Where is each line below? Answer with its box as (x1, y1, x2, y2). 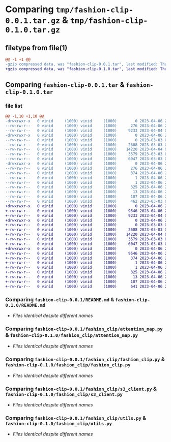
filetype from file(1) (5, 43, 68, 52)
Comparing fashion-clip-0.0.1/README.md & (5, 296, 115, 303)
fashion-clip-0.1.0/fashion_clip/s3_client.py (5, 391, 123, 397)
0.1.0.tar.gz (5, 25, 60, 35)
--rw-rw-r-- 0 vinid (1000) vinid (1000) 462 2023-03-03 (5, 199, 163, 204)
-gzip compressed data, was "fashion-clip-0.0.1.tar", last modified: (5, 61, 158, 67)
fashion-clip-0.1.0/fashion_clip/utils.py (5, 421, 112, 426)
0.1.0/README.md (5, 302, 46, 308)
